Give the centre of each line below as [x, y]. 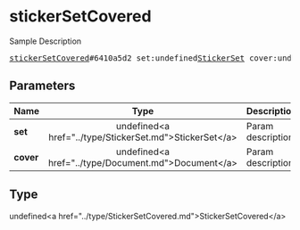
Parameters [42, 86]
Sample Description [46, 41]
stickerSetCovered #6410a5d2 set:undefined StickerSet [127, 58]
